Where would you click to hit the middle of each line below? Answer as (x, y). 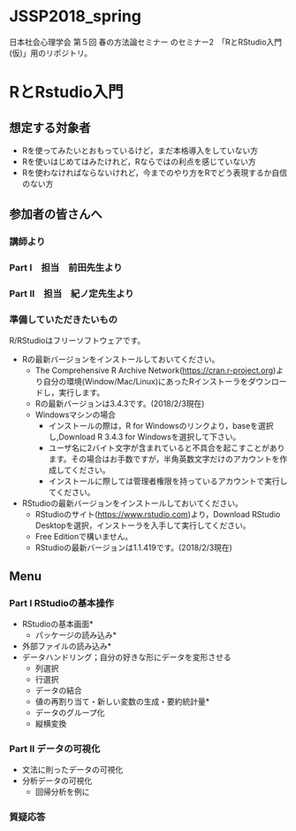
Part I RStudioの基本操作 (62, 602)
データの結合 (58, 691)
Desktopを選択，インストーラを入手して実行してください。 (143, 525)
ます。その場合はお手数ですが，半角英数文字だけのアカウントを (164, 459)
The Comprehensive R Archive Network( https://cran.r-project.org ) (156, 370)
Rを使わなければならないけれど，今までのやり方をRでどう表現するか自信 (155, 172)
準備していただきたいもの (63, 320)
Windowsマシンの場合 (76, 415)
